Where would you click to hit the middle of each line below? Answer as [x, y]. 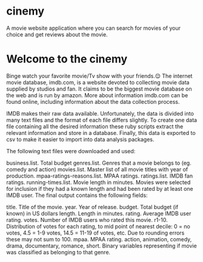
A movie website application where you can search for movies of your [93, 28]
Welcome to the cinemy [67, 59]
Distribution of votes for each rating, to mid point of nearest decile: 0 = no [98, 226]
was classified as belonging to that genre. [58, 252]
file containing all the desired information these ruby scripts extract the [95, 126]
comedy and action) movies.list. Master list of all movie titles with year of [97, 169]
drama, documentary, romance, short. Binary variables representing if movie [101, 246]
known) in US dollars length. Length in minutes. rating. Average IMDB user [99, 213]
